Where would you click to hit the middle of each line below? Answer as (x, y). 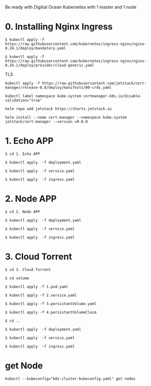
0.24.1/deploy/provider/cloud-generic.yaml (50, 65)
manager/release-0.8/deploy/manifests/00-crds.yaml (58, 87)
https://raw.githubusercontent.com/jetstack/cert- (94, 83)
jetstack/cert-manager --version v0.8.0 (47, 121)
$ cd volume (17, 278)
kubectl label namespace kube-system (43, 96)
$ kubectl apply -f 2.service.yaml (41, 295)
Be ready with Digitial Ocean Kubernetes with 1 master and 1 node (71, 7)
